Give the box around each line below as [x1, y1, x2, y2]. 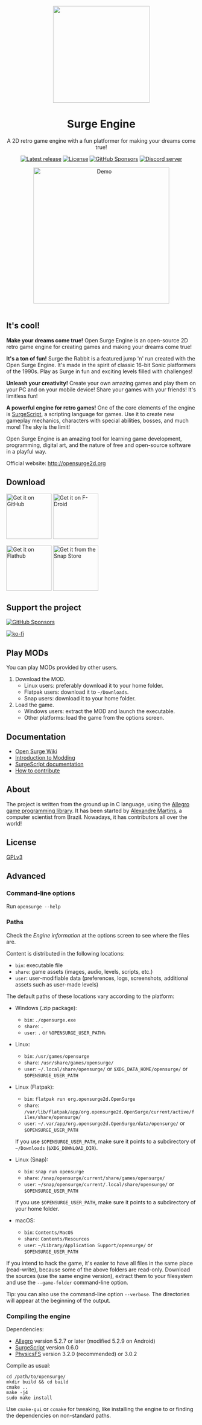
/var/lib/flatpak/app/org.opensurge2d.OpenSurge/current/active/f [24, 1109, 195, 1115]
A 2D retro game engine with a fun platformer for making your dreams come [7, 137, 196, 144]
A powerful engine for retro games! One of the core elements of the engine [6, 404, 195, 411]
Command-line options [6, 889, 75, 897]
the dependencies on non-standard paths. [6, 1412, 112, 1419]
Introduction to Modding [14, 754, 75, 761]
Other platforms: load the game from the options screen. [24, 714, 165, 722]
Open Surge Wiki [14, 748, 57, 755]
